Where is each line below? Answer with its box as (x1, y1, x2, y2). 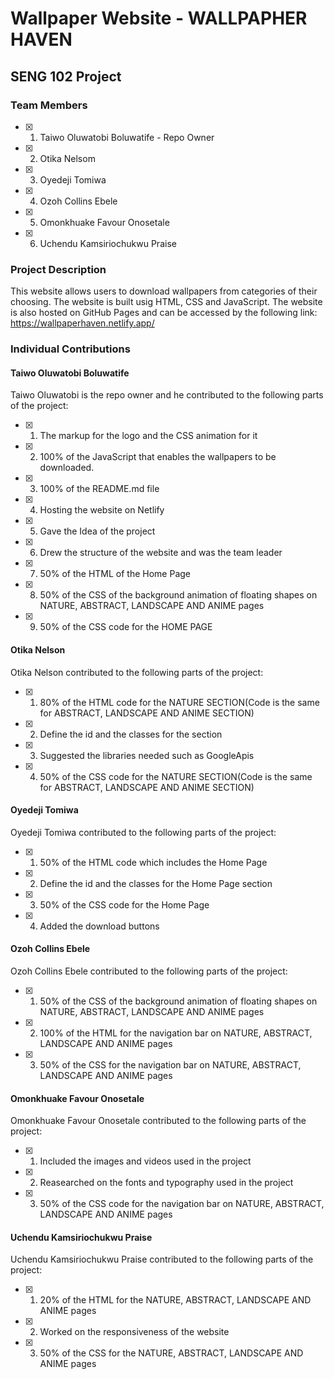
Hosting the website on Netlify (39, 504, 165, 516)
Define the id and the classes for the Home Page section (39, 877, 273, 889)
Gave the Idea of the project (39, 525, 156, 537)
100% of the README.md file (39, 483, 160, 495)
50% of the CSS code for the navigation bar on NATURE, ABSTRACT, (39, 1198, 325, 1210)
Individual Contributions (10, 342, 131, 356)
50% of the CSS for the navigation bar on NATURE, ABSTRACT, (39, 1058, 302, 1071)
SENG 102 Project (10, 68, 122, 85)
